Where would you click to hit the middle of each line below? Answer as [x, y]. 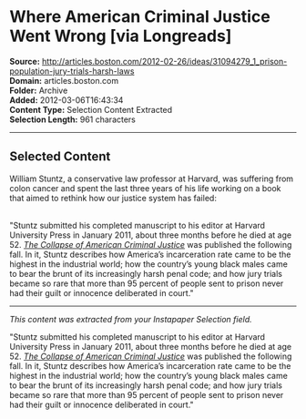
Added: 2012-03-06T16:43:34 [66, 100]
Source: [25, 61]
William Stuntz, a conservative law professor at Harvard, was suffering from [152, 179]
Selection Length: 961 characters [73, 119]
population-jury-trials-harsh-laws [72, 71]
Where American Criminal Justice [140, 17]
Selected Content [60, 157]
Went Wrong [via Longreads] [121, 36]
